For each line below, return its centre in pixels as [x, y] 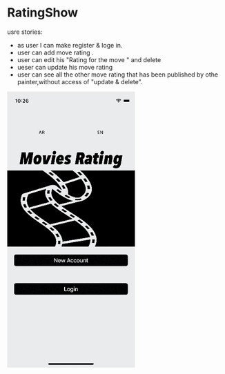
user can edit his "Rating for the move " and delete [89, 59]
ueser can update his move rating [65, 67]
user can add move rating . [55, 52]
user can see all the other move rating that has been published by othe [118, 75]
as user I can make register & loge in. [70, 45]
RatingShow [42, 13]
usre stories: [25, 32]
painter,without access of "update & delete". [80, 81]
